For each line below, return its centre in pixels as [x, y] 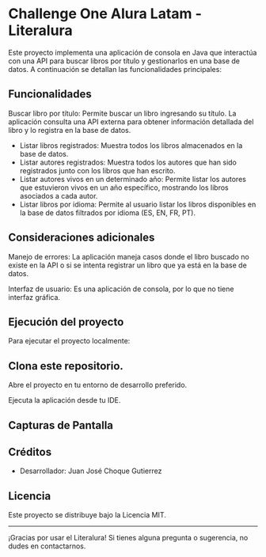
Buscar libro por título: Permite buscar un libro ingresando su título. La [122, 113]
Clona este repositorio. [66, 366]
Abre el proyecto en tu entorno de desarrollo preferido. [98, 385]
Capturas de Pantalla [61, 425]
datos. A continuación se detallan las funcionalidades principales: [115, 69]
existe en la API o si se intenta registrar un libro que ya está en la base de [127, 265]
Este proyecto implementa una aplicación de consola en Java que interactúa [133, 52]
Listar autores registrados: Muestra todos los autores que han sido [128, 162]
